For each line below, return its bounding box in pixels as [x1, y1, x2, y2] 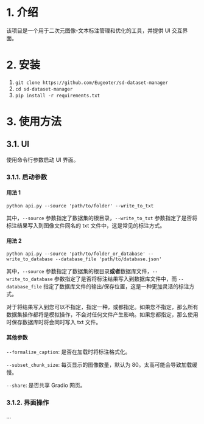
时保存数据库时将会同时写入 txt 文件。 [6, 319, 102, 326]
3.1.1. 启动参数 [6, 173, 47, 181]
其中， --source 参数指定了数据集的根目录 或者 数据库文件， [6, 268, 153, 275]
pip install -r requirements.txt [15, 92, 100, 99]
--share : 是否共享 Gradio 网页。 [6, 381, 86, 389]
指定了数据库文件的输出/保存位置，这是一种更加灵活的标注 [43, 283, 190, 290]
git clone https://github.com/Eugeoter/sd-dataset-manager [15, 80, 169, 86]
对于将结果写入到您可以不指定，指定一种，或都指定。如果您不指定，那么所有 [6, 304, 199, 311]
